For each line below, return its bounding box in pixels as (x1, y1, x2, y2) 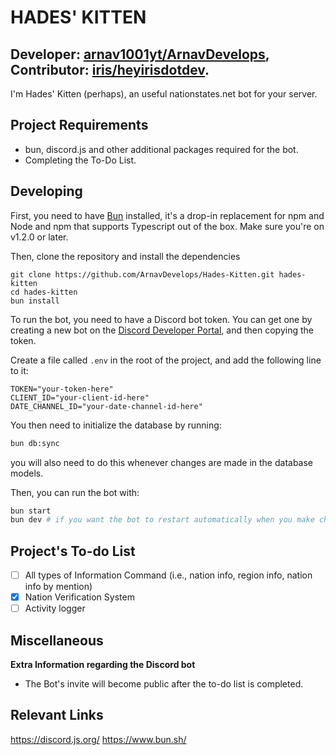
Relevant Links (10, 707, 104, 724)
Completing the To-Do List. (24, 154, 137, 166)
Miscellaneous (10, 632, 104, 649)
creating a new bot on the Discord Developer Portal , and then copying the (10, 324, 314, 336)
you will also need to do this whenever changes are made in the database (10, 456, 314, 468)
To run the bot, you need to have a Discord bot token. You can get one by (10, 313, 313, 325)
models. (10, 467, 44, 479)
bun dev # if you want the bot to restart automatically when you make (10, 515, 315, 525)
